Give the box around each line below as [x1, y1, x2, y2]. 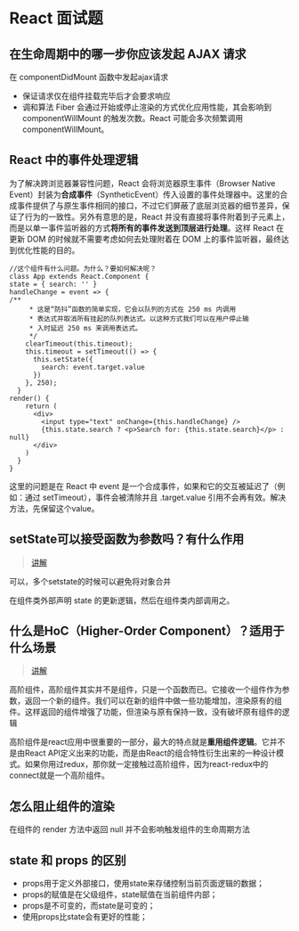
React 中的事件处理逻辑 [9, 152, 139, 167]
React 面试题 [9, 8, 104, 29]
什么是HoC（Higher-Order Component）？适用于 [9, 624, 285, 639]
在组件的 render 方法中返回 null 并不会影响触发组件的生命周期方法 [9, 824, 251, 835]
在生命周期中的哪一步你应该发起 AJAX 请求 [9, 46, 246, 61]
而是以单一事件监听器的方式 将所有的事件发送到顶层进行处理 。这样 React [9, 222, 274, 233]
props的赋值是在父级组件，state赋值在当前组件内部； [21, 889, 218, 900]
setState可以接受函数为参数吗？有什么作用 [9, 532, 245, 547]
